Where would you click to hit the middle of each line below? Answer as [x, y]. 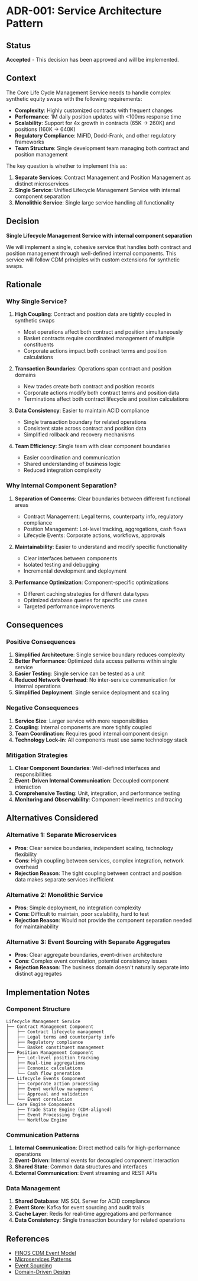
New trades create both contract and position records [89, 386]
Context [21, 78]
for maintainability [37, 927]
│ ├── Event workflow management [50, 1089]
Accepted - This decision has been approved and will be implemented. [92, 60]
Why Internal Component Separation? [61, 485]
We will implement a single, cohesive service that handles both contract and [99, 247]
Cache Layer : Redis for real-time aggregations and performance [93, 1214]
